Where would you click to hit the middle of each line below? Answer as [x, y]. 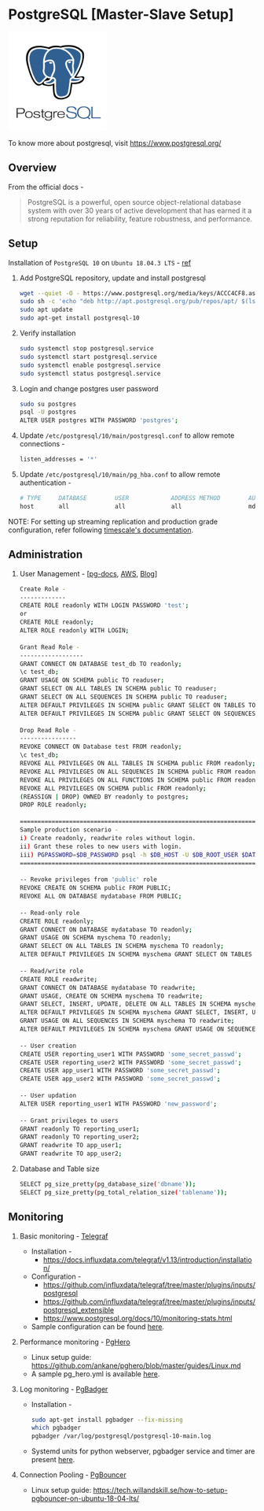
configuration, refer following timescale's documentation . [101, 530]
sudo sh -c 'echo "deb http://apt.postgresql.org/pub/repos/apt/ [128, 302]
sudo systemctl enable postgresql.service [90, 365]
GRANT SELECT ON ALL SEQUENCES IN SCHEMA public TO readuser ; [123, 697]
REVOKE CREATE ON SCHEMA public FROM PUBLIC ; [95, 888]
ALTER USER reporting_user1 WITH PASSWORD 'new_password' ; [118, 1104]
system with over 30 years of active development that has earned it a [139, 210]
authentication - [46, 483]
